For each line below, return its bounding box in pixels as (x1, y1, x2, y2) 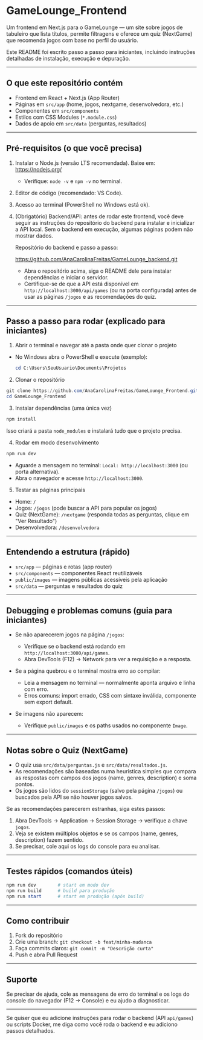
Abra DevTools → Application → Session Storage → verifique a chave (14, 817, 188, 824)
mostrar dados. (14, 232, 53, 239)
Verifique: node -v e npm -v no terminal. (24, 177, 123, 185)
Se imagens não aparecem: (14, 710, 83, 718)
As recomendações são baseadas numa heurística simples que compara (14, 768, 196, 775)
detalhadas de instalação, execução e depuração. (6, 55, 130, 62)
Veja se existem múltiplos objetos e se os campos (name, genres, (14, 830, 178, 837)
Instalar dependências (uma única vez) (14, 404, 112, 412)
